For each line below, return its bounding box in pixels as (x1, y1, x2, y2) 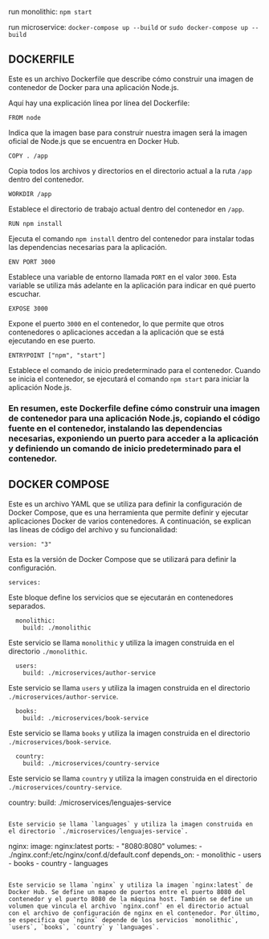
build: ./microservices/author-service (22, 669, 157, 677)
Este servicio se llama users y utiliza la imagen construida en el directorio (8, 683, 251, 692)
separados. (8, 601, 46, 610)
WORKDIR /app (8, 190, 52, 198)
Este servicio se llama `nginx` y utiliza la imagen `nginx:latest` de (8, 880, 253, 889)
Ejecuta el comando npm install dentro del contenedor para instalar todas (8, 233, 255, 244)
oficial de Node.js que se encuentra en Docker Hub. (8, 136, 180, 146)
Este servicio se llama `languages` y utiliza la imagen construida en (8, 820, 253, 828)
